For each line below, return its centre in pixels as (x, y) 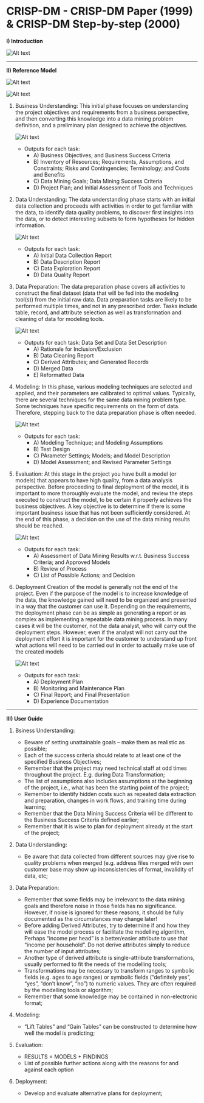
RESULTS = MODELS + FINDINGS (66, 1056)
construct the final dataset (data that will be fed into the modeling (97, 293)
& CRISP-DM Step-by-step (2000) (93, 24)
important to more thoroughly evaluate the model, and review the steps (104, 493)
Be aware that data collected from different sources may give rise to (109, 856)
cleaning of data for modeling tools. (59, 319)
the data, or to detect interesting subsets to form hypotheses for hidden (105, 219)
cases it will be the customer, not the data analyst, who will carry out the (105, 626)
